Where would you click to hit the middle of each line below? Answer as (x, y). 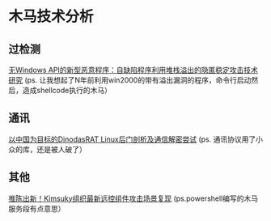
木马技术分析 (51, 17)
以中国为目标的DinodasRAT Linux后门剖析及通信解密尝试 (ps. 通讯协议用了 (132, 139)
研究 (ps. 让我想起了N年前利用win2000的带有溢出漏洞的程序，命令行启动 (130, 80)
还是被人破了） (61, 149)
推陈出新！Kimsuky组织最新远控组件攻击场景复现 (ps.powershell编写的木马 (133, 198)
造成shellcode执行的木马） (67, 90)
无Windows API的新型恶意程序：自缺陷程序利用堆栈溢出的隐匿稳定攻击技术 (133, 70)
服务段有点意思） (37, 208)
